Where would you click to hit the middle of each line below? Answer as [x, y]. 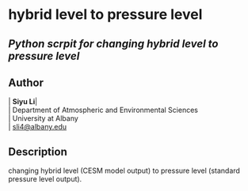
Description [38, 152]
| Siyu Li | [23, 102]
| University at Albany [44, 118]
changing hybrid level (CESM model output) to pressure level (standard [124, 170]
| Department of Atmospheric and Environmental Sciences [103, 110]
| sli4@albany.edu [38, 127]
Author [26, 82]
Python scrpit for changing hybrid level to [113, 44]
